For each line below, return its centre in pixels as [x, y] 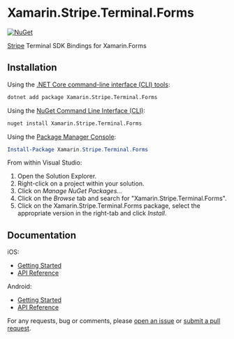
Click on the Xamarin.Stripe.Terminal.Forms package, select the [109, 206]
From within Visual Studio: [45, 163]
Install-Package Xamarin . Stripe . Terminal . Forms [78, 149]
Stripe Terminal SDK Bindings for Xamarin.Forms [77, 45]
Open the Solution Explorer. [57, 176]
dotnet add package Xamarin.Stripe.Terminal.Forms [82, 97]
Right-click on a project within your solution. [81, 183]
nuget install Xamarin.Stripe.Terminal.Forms [74, 123]
